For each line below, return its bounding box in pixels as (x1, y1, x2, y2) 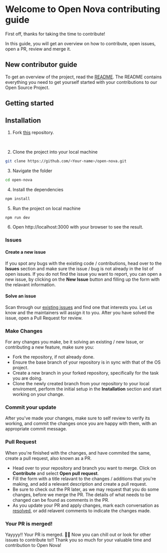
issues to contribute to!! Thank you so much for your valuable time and (5, 536, 151, 543)
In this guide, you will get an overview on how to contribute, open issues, (5, 40, 156, 46)
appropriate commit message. (5, 426, 67, 432)
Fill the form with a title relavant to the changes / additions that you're (12, 476, 156, 482)
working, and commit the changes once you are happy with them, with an (5, 420, 157, 426)
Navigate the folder (12, 167, 53, 174)
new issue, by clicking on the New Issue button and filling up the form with (5, 276, 160, 282)
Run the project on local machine (12, 205, 81, 211)
